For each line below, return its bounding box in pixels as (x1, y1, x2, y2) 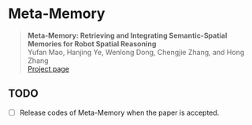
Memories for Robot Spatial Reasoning (27, 39, 157, 48)
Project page (27, 64, 69, 73)
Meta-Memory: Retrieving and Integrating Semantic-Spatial (27, 31, 228, 40)
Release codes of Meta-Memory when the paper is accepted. (19, 108, 220, 117)
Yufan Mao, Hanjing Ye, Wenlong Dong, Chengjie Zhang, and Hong (27, 47, 245, 57)
